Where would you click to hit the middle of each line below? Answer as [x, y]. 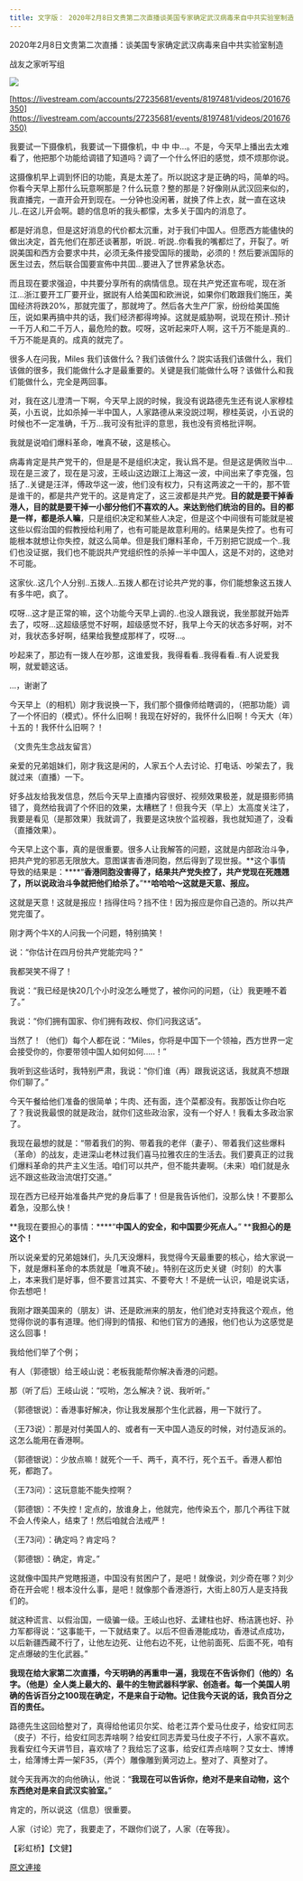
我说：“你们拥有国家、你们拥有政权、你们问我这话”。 [108, 1020]
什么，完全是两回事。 [73, 381]
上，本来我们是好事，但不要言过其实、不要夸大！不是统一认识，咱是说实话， [151, 1279]
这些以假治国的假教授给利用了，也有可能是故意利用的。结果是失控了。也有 [147, 529]
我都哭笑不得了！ [41, 971]
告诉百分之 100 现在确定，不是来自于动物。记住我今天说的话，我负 [147, 1695]
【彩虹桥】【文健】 [43, 1848]
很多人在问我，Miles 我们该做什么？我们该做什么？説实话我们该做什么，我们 [151, 359]
